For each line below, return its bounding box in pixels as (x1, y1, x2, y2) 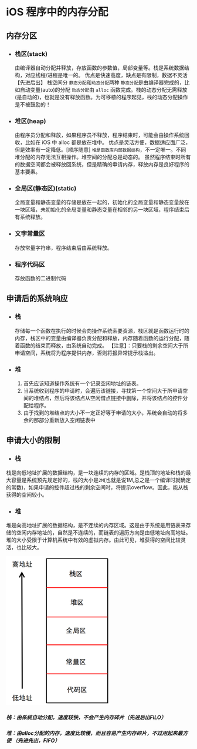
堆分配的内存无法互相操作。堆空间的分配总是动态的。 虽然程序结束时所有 (14, 153, 191, 160)
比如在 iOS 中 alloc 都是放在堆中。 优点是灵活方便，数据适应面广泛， (25, 139, 191, 146)
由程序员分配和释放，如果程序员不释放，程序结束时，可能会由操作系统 (14, 132, 185, 139)
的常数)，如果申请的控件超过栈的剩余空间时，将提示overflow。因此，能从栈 (6, 483, 189, 491)
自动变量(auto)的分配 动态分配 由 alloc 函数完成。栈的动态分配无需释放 (19, 86, 188, 93)
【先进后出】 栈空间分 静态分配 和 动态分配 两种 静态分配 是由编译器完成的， (14, 79, 185, 86)
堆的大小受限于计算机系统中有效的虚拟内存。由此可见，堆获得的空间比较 (6, 536, 181, 544)
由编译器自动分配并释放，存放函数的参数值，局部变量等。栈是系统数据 (14, 64, 185, 71)
